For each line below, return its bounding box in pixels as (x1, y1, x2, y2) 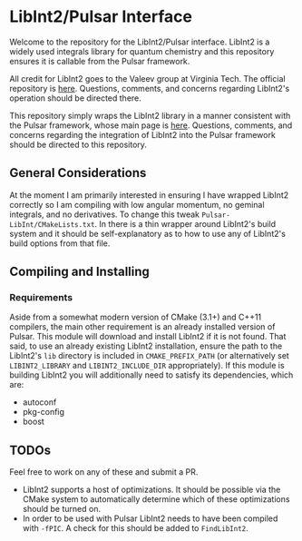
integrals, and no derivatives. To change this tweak (9, 209, 200, 220)
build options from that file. (9, 238, 111, 249)
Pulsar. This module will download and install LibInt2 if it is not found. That (9, 331, 287, 342)
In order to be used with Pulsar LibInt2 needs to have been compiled (22, 513, 278, 524)
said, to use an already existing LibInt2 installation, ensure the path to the (9, 340, 283, 351)
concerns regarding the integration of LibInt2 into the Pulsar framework (9, 129, 277, 140)
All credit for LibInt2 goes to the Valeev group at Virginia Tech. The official (9, 73, 286, 84)
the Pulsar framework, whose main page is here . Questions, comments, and (9, 120, 293, 131)
